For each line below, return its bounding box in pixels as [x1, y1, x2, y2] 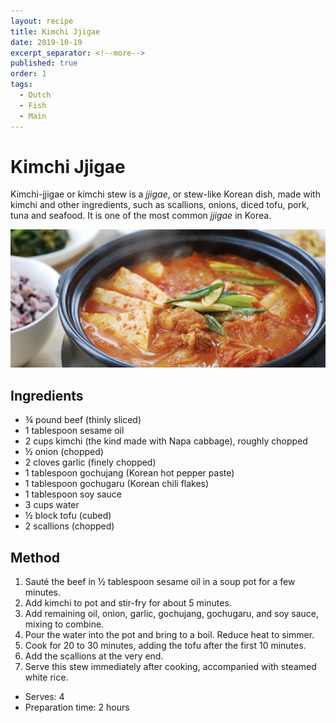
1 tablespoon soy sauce [24, 488, 123, 500]
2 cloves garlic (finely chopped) [24, 456, 157, 469]
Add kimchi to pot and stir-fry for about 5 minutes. [24, 597, 232, 609]
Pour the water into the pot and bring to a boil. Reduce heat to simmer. [24, 629, 315, 641]
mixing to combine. [24, 618, 105, 630]
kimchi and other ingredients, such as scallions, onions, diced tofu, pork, [10, 199, 310, 211]
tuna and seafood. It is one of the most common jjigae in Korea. [10, 210, 272, 222]
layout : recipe [10, 16, 74, 26]
